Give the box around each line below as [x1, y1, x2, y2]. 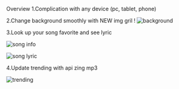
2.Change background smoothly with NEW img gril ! [6, 17, 136, 24]
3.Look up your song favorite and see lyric [6, 29, 112, 36]
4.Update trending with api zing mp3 [6, 64, 98, 71]
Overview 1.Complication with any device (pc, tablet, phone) [6, 5, 157, 12]
